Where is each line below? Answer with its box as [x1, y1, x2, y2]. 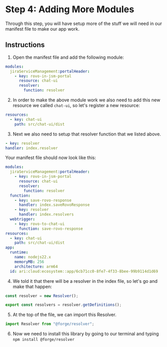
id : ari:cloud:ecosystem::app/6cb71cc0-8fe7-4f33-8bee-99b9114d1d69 [10, 269, 158, 274]
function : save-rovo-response [18, 226, 83, 231]
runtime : [10, 250, 29, 255]
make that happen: [12, 283, 52, 289]
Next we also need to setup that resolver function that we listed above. [12, 131, 161, 137]
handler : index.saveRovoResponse [18, 202, 90, 207]
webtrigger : [10, 217, 36, 222]
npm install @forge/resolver [12, 337, 75, 342]
